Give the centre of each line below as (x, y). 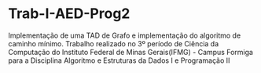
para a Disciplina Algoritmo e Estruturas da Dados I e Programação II (119, 60)
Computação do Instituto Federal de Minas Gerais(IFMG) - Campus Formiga (131, 52)
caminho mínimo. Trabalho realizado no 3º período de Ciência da (114, 43)
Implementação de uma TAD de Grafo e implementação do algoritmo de (125, 35)
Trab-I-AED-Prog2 (69, 14)
